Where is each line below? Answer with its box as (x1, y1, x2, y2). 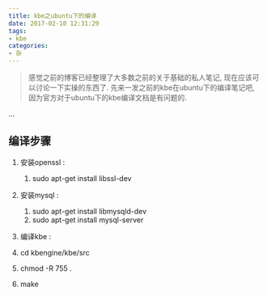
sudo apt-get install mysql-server (32, 215, 144, 225)
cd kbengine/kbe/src (19, 247, 91, 257)
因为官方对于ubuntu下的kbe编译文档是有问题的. (28, 93, 188, 102)
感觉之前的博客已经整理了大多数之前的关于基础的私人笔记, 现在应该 (28, 73, 252, 82)
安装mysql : (19, 190, 59, 200)
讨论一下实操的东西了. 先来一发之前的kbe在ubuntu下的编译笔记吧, (35, 82, 255, 92)
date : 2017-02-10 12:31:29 (8, 19, 100, 27)
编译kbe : (19, 231, 52, 241)
